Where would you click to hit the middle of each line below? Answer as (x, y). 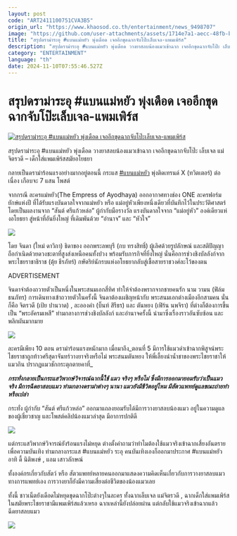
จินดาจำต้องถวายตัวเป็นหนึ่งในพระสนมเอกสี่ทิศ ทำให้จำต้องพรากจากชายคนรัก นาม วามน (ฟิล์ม (116, 289)
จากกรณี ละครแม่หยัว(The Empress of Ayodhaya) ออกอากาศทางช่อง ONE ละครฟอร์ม (115, 194)
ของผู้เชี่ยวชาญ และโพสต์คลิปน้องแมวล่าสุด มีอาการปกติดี (73, 416)
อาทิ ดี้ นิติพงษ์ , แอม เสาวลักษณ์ (46, 459)
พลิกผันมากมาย (26, 320)
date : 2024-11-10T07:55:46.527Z (55, 66)
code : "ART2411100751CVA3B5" (51, 20)
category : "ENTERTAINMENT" (47, 54)
